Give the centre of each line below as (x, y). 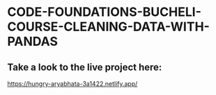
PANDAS (32, 42)
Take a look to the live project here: (85, 67)
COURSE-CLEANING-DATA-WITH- (109, 27)
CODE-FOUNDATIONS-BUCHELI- (105, 12)
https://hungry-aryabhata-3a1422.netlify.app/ (72, 84)
